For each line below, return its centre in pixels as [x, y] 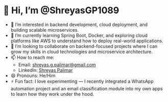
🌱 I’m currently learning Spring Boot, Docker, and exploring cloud [79, 35]
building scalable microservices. [44, 30]
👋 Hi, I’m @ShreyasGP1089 [61, 10]
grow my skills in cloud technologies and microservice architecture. [81, 52]
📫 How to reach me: [32, 57]
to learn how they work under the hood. [52, 94]
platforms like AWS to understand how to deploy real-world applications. [87, 41]
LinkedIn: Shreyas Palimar [45, 70]
